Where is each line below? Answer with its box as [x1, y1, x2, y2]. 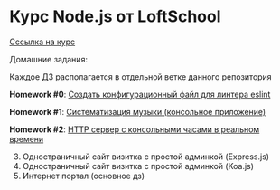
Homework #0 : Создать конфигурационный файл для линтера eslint [9, 89, 271, 100]
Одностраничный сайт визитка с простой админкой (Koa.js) [22, 160, 255, 171]
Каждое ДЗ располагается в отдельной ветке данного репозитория [9, 71, 273, 82]
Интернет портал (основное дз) [22, 170, 145, 181]
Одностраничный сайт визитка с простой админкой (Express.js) [22, 151, 269, 162]
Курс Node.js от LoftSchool [9, 6, 221, 27]
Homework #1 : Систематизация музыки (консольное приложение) [9, 106, 266, 117]
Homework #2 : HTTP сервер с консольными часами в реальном [9, 124, 260, 135]
